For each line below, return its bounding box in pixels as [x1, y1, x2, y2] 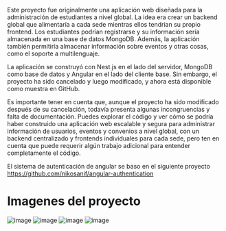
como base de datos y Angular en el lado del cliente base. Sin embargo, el [7, 70, 218, 78]
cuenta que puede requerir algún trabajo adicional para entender [7, 142, 191, 149]
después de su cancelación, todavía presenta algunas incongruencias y [7, 106, 210, 113]
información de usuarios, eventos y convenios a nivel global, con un [7, 127, 199, 135]
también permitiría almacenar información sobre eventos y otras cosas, [7, 42, 209, 50]
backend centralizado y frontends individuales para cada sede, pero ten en [7, 134, 220, 143]
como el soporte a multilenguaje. [7, 49, 100, 58]
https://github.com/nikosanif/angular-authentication [7, 169, 154, 178]
